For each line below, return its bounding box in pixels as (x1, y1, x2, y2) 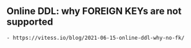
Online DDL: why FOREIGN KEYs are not (6, 5, 182, 17)
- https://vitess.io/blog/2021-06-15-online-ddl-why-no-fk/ (6, 34, 185, 41)
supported (6, 16, 54, 28)
